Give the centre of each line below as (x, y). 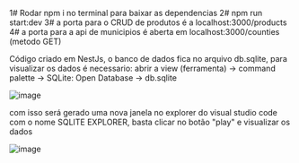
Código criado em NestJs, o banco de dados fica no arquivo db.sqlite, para (148, 59)
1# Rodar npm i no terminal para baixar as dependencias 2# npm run (136, 13)
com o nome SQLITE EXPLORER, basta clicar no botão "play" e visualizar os (149, 122)
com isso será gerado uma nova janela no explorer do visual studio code (144, 112)
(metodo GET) (35, 41)
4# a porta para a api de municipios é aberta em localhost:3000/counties (145, 32)
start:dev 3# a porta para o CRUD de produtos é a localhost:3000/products (148, 22)
